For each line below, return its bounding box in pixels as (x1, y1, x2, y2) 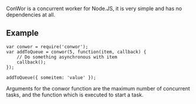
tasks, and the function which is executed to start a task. (6, 91, 143, 98)
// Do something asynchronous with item (17, 54, 117, 60)
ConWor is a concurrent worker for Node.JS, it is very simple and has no (6, 5, 182, 12)
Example (6, 28, 39, 38)
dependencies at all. (6, 11, 55, 18)
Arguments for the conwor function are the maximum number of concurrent (6, 85, 190, 92)
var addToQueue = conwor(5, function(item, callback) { (6, 49, 146, 55)
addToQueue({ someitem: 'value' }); (6, 75, 96, 80)
